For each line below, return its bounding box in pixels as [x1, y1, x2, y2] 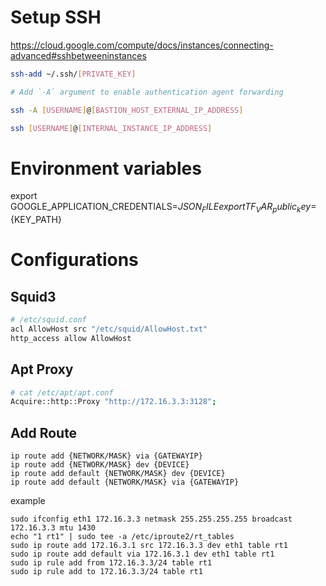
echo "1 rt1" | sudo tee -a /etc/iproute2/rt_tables [10, 532, 235, 542]
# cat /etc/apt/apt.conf [10, 387, 114, 398]
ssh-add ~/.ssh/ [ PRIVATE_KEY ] [10, 69, 137, 79]
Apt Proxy [10, 361, 74, 378]
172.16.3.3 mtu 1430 [10, 523, 97, 533]
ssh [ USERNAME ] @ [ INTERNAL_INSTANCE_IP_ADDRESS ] [10, 123, 213, 133]
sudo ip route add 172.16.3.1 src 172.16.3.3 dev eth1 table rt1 [10, 541, 288, 551]
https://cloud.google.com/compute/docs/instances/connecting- [10, 39, 274, 51]
